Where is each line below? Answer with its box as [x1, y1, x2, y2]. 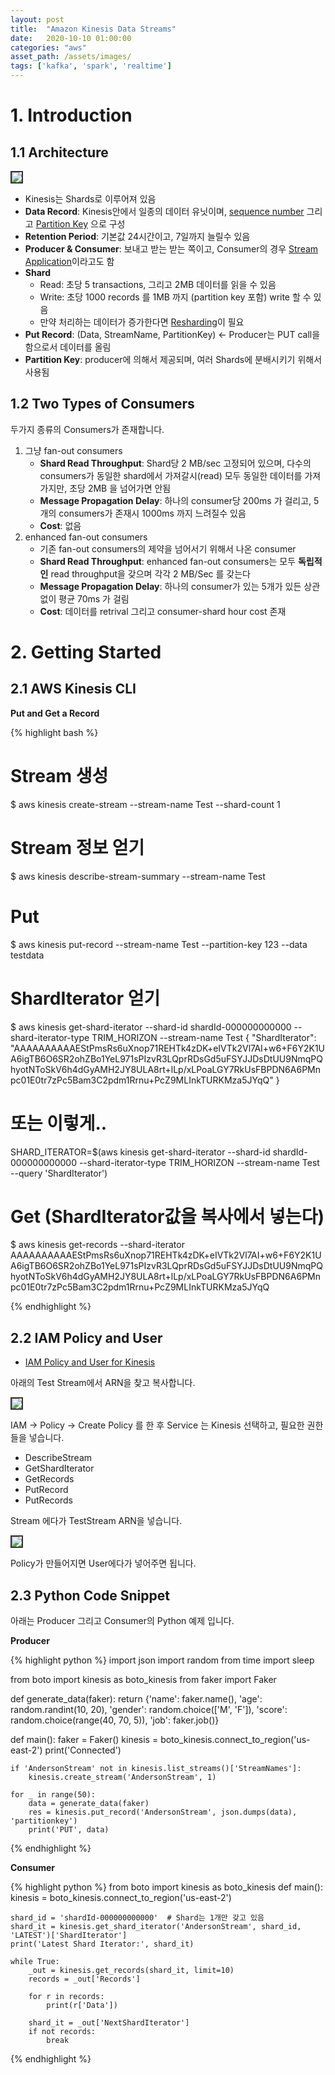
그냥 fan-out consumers [24, 444, 123, 456]
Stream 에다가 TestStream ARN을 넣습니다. [10, 1515, 183, 1527]
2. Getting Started [10, 641, 162, 663]
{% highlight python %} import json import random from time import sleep [10, 1654, 315, 1666]
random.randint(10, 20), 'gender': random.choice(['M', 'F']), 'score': [10, 1704, 288, 1716]
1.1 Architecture [10, 144, 109, 161]
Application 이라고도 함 [24, 256, 115, 267]
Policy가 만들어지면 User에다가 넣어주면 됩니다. [10, 1557, 197, 1570]
